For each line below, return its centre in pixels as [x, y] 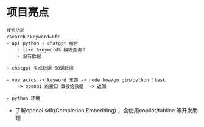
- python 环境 [23, 98]
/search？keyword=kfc [33, 37]
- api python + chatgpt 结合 [42, 43]
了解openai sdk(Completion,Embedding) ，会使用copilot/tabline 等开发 [104, 110]
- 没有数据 [29, 56]
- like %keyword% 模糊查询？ [52, 49]
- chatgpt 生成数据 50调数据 [40, 68]
